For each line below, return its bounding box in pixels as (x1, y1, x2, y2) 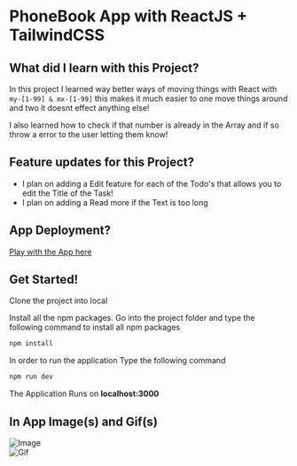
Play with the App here (9, 246, 92, 257)
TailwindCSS (9, 25, 105, 45)
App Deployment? (9, 223, 112, 238)
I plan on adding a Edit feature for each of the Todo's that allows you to (21, 178, 282, 189)
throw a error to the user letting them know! (9, 129, 168, 139)
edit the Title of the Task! (21, 188, 113, 198)
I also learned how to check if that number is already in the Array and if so (9, 120, 279, 130)
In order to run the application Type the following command (9, 355, 226, 366)
